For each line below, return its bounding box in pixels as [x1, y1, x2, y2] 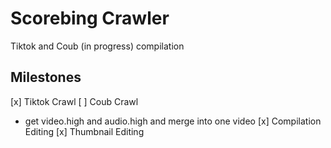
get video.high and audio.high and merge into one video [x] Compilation [24, 115, 322, 127]
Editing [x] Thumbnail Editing [24, 125, 145, 137]
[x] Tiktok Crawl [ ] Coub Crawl [10, 95, 139, 107]
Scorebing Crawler [10, 7, 170, 30]
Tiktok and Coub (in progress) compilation [10, 40, 185, 52]
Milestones [10, 69, 82, 86]
